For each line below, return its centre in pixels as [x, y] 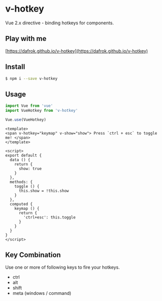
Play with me [26, 39]
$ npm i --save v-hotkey [31, 78]
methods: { [21, 182]
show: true [30, 168]
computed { [21, 204]
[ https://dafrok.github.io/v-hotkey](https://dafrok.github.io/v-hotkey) [77, 51]
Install [15, 67]
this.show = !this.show [44, 191]
